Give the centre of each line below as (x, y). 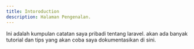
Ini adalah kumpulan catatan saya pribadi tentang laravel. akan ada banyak (97, 33)
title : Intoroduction (33, 11)
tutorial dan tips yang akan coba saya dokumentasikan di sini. (81, 40)
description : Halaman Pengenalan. (49, 17)
